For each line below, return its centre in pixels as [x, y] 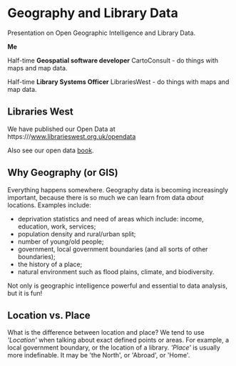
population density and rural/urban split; [77, 234]
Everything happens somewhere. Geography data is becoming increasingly [118, 189]
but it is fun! [25, 293]
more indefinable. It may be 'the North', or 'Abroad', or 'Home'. [99, 355]
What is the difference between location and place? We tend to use [106, 333]
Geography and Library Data [93, 13]
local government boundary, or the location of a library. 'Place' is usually [114, 347]
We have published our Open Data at [61, 129]
